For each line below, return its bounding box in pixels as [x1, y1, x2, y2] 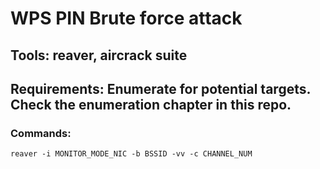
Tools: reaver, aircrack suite [10, 47, 188, 64]
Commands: [10, 126, 72, 140]
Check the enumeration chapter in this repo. [10, 96, 292, 113]
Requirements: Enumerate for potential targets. [10, 80, 311, 97]
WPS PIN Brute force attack [10, 7, 243, 30]
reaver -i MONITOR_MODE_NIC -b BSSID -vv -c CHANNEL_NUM [10, 149, 253, 159]
